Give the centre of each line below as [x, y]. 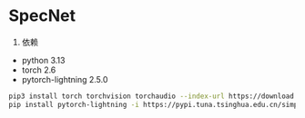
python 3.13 [43, 60]
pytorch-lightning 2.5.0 [65, 79]
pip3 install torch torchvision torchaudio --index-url [117, 96]
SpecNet [42, 16]
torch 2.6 [39, 70]
